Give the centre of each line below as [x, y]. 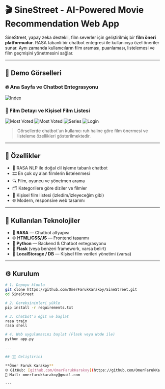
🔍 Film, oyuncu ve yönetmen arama [48, 181]
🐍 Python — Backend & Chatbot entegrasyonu [59, 243]
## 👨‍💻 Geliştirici [24, 357]
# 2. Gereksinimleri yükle [33, 303]
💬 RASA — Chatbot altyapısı [41, 232]
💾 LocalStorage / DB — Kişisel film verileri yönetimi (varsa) [72, 253]
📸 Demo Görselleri [33, 73]
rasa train [16, 321]
